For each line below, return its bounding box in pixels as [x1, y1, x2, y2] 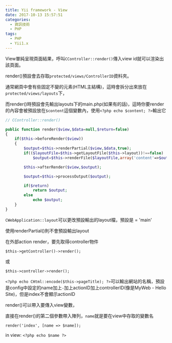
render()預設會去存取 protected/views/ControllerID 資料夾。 [5, 73, 132, 79]
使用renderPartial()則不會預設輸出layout [5, 227, 90, 233]
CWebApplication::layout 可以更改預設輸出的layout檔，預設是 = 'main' [5, 217, 152, 223]
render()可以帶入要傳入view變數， [5, 302, 78, 308]
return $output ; [32, 188, 68, 193]
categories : [5, 17, 31, 22]
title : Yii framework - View [5, 7, 68, 13]
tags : [5, 31, 17, 36]
